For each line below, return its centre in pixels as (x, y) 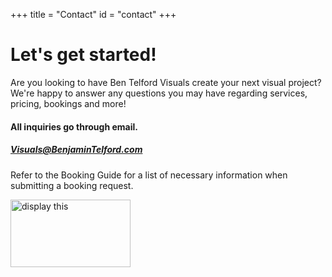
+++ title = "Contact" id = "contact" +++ (93, 14)
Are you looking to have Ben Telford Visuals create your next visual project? (166, 82)
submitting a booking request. (72, 185)
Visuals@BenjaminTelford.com (76, 150)
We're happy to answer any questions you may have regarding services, (159, 93)
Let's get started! (83, 55)
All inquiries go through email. (74, 126)
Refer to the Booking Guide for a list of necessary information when (149, 175)
